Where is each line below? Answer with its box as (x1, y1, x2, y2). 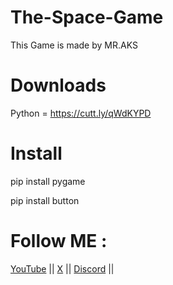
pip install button (10, 194, 80, 206)
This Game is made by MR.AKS (10, 39, 138, 51)
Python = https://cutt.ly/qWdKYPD (10, 107, 152, 119)
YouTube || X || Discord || (10, 262, 115, 275)
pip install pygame (10, 175, 86, 187)
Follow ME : (10, 230, 108, 252)
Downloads (10, 74, 107, 97)
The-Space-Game (10, 6, 164, 29)
